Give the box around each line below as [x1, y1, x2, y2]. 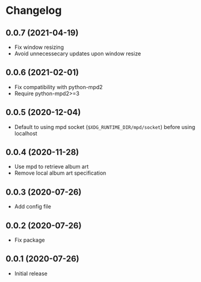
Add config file [14, 203, 52, 210]
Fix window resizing [14, 43, 64, 51]
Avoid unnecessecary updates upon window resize [14, 50, 141, 57]
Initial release [14, 269, 48, 277]
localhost [14, 130, 37, 137]
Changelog [5, 4, 62, 17]
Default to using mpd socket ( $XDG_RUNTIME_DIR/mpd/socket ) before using [14, 123, 196, 130]
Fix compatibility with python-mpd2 [14, 83, 103, 90]
